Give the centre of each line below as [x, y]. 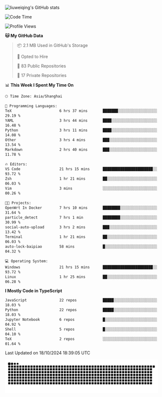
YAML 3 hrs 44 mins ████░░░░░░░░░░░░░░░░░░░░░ [81, 121]
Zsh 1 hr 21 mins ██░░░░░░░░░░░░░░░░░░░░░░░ [81, 179]
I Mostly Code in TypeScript [33, 291]
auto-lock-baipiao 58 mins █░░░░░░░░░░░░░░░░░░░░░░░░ [81, 247]
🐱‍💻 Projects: [18, 203]
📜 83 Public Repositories [41, 66]
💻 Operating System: [27, 261]
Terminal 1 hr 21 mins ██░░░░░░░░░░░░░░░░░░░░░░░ [81, 237]
